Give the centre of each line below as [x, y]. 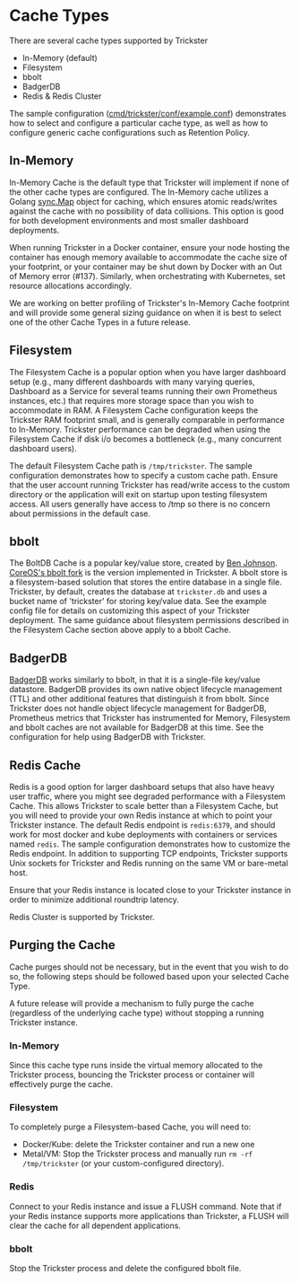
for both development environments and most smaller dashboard [129, 220]
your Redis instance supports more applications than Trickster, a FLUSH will [149, 1216]
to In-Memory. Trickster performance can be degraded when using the [140, 429]
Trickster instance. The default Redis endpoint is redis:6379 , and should [142, 825]
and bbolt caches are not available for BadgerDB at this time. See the [137, 727]
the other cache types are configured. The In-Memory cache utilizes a [139, 192]
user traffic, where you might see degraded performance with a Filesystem [148, 796]
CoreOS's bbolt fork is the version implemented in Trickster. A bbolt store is [149, 573]
